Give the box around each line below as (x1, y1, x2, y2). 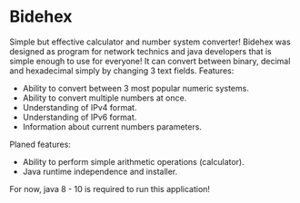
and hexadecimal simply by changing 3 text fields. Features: (9, 65, 235, 76)
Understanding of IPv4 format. (22, 101, 137, 112)
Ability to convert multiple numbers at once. (22, 92, 187, 103)
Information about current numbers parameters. (22, 121, 203, 132)
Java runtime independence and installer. (22, 166, 178, 177)
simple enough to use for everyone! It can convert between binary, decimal (9, 55, 291, 66)
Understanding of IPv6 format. (22, 111, 137, 122)
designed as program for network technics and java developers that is (9, 45, 272, 56)
